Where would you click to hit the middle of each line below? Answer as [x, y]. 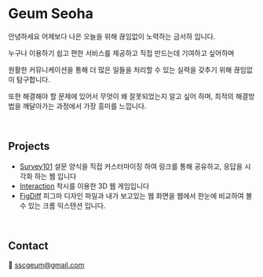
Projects [29, 146]
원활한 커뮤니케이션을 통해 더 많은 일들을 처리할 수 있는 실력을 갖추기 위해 [120, 69]
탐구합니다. [33, 79]
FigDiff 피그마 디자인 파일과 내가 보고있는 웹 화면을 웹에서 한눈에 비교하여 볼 [136, 195]
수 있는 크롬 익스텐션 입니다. [62, 206]
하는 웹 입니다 [55, 176]
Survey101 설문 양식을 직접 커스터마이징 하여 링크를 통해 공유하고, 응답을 [131, 166]
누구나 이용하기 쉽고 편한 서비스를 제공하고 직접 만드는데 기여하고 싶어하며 [121, 53]
